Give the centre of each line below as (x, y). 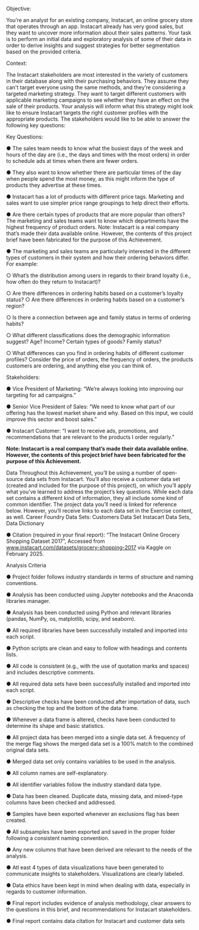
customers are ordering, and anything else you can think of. (79, 366)
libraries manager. (28, 601)
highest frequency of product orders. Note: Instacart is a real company (93, 227)
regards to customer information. (47, 892)
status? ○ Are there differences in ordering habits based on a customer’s (96, 299)
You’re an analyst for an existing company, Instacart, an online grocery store (99, 20)
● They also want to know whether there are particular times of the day (94, 172)
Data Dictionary (25, 523)
